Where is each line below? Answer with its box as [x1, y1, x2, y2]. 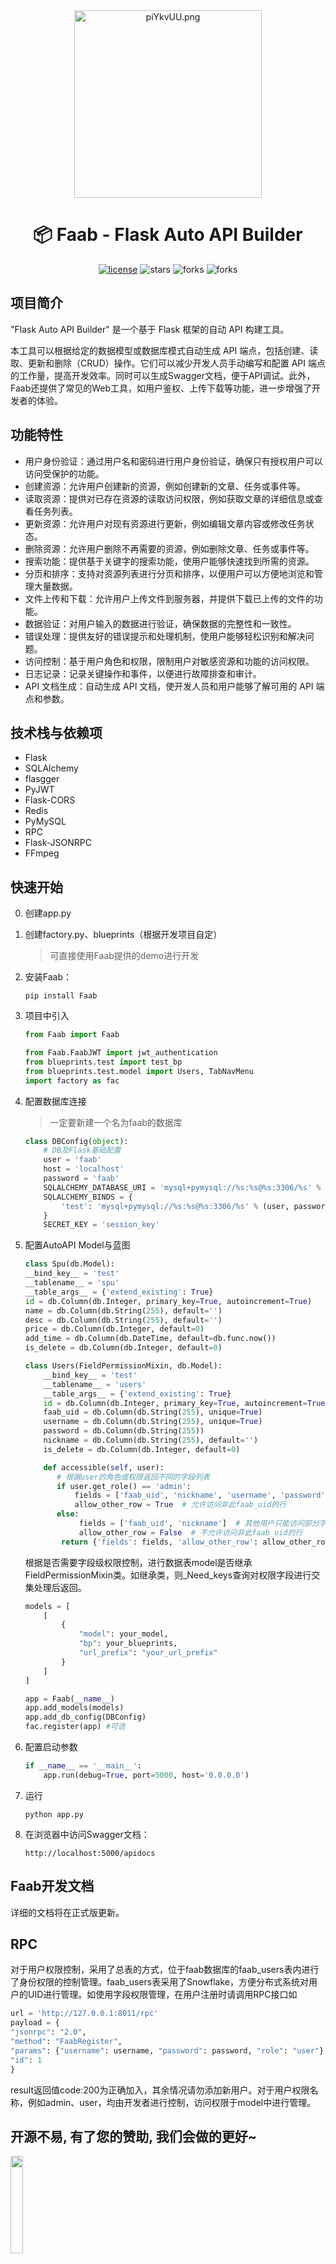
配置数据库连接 [24, 1095, 87, 1107]
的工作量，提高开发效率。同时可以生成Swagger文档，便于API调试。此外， [10, 369, 316, 381]
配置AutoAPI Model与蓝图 [24, 1239, 131, 1251]
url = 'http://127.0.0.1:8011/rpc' [10, 2009, 159, 2019]
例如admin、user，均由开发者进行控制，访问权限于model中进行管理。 [27, 2096, 317, 2108]
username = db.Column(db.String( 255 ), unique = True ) [43, 1417, 263, 1427]
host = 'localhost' [43, 1164, 125, 1174]
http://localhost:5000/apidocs [24, 1848, 156, 1858]
